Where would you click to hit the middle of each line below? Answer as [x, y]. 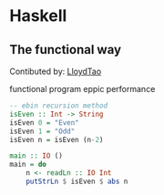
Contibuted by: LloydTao [56, 71]
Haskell [38, 16]
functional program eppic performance [82, 89]
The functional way [65, 50]
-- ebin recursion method [58, 106]
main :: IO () [36, 156]
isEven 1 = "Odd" [42, 131]
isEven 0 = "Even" [44, 123]
